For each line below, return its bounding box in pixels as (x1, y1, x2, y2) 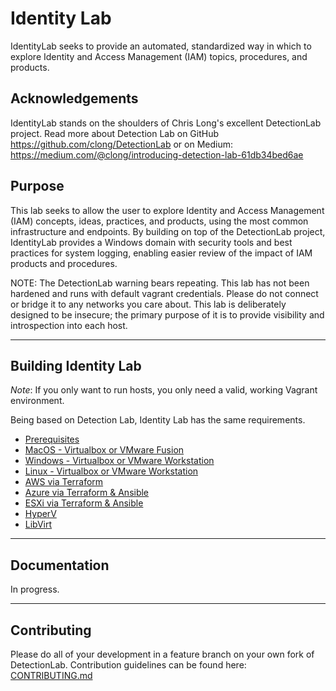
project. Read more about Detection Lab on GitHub (10, 127, 220, 139)
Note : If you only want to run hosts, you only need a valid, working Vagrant (10, 384, 318, 396)
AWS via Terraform (24, 476, 104, 488)
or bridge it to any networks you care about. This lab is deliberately (10, 298, 287, 310)
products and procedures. (10, 257, 118, 269)
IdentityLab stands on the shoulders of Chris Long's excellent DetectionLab (10, 117, 322, 129)
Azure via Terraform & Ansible (24, 487, 150, 499)
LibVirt (24, 518, 53, 531)
